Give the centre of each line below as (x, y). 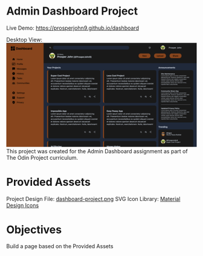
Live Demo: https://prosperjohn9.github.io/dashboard (72, 28)
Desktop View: (24, 39)
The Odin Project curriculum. (42, 157)
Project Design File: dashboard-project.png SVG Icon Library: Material (93, 199)
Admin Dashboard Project (72, 11)
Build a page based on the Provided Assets (60, 246)
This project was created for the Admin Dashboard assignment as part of (97, 151)
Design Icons (23, 205)
